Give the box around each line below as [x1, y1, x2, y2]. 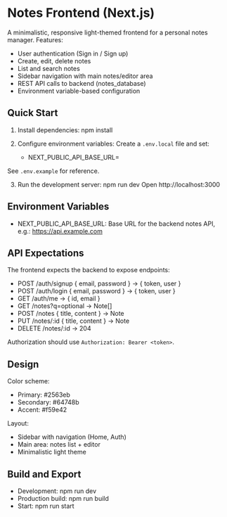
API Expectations [7, 247, 84, 259]
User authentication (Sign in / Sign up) [17, 49, 129, 58]
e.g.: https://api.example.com [17, 226, 103, 235]
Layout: [7, 419, 30, 428]
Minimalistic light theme [17, 448, 86, 457]
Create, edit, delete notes [17, 56, 91, 65]
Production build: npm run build [17, 494, 109, 502]
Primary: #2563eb [17, 390, 70, 399]
